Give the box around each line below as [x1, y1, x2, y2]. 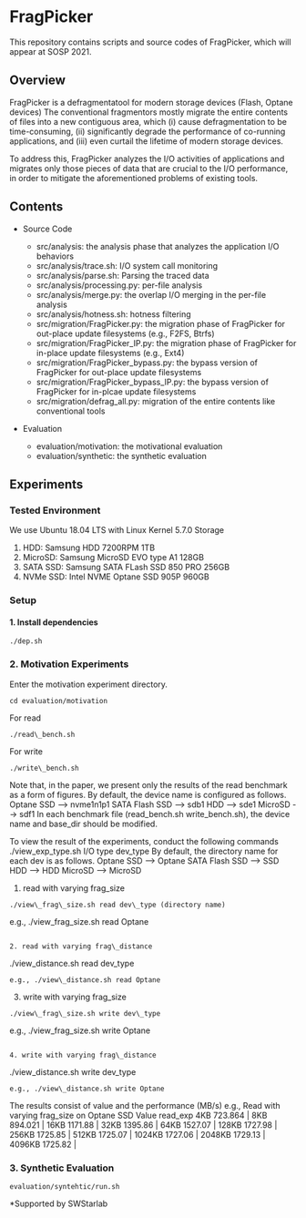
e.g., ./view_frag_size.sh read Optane [9, 916, 149, 926]
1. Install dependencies [9, 617, 98, 628]
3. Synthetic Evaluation [9, 1162, 115, 1174]
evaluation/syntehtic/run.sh [9, 1182, 120, 1191]
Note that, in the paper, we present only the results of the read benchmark [9, 779, 289, 790]
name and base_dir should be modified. [9, 818, 158, 829]
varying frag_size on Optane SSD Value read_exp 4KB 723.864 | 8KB [9, 1110, 268, 1121]
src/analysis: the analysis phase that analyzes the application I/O [36, 241, 280, 251]
